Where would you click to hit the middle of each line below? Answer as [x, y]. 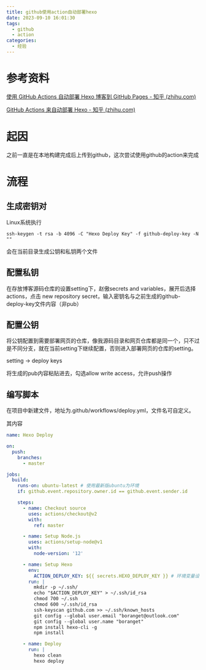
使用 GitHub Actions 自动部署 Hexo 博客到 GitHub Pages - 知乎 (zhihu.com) [101, 96]
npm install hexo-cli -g [65, 627]
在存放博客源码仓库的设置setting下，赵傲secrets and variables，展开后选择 [101, 288]
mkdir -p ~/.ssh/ [56, 587]
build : [20, 480]
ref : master [49, 525]
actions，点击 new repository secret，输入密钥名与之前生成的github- [93, 296]
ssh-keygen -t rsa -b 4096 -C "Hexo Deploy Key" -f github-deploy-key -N [103, 234]
